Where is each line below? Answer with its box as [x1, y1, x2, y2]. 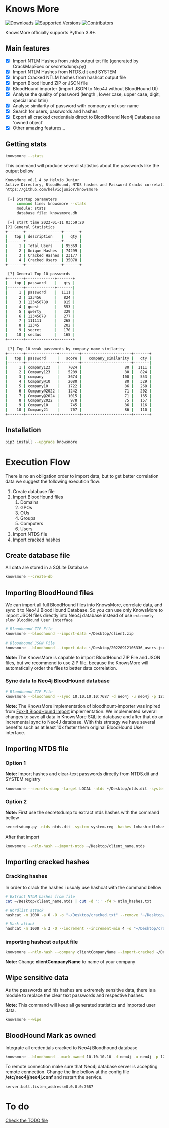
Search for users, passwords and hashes [12, 108, 98, 114]
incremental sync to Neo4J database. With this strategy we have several [5, 719, 155, 725]
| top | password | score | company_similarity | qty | [5, 356, 152, 361]
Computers [20, 520, 44, 526]
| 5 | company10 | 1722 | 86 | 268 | [5, 383, 152, 389]
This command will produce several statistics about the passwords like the [5, 163, 159, 169]
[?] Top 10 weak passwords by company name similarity [7, 346, 125, 351]
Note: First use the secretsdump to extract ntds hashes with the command [5, 809, 159, 816]
